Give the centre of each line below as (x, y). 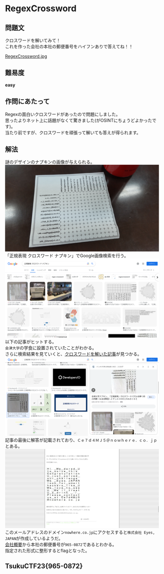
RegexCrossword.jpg (26, 56)
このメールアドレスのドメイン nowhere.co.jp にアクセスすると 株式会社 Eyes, (80, 532)
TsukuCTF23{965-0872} (44, 566)
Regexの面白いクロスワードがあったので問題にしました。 (63, 114)
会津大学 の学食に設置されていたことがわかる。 (51, 348)
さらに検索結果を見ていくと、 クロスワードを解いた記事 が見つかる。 (73, 354)
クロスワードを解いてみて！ (33, 40)
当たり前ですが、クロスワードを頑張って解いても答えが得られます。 (73, 132)
